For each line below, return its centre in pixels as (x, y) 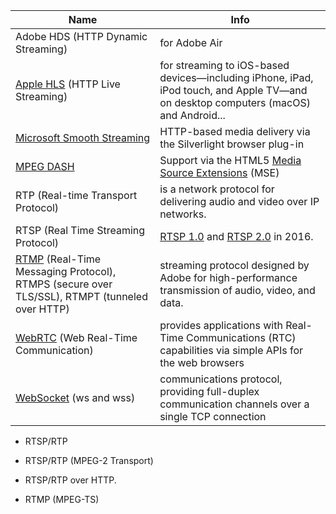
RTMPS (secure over (64, 284)
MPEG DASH (45, 166)
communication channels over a (234, 404)
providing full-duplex (209, 391)
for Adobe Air (191, 42)
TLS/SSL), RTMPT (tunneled (81, 296)
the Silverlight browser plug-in (232, 144)
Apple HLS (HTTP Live (68, 84)
